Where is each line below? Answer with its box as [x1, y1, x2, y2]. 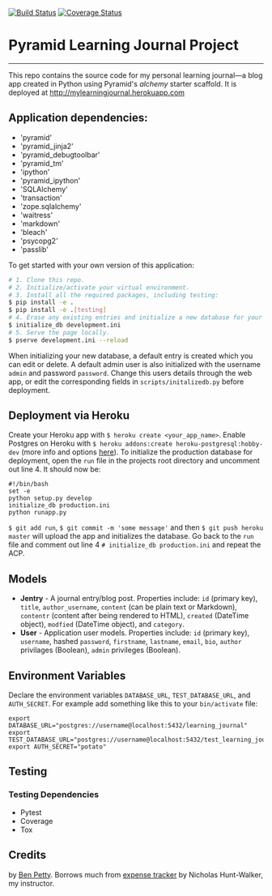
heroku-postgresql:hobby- [176, 440, 263, 449]
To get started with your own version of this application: [8, 260, 194, 270]
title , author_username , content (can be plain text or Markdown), [19, 602, 237, 612]
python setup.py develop [8, 494, 92, 502]
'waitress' [19, 210, 53, 220]
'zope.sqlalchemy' [19, 201, 82, 211]
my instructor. [8, 878, 55, 888]
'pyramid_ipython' [19, 175, 81, 186]
